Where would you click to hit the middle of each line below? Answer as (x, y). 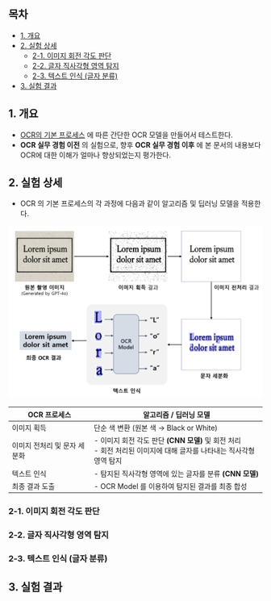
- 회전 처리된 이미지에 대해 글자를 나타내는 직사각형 (175, 451)
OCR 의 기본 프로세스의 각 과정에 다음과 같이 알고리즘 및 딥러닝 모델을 (129, 203)
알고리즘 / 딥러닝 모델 (176, 415)
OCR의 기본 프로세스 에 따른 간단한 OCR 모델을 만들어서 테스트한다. (127, 135)
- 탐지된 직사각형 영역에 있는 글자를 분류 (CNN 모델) (177, 474)
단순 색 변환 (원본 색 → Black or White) (156, 428)
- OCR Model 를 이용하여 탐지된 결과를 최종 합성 (171, 486)
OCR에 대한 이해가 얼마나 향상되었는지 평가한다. (96, 155)
